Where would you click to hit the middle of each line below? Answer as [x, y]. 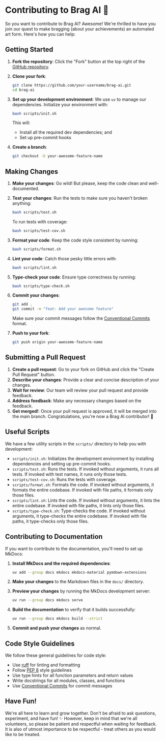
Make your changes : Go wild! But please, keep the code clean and [80, 184]
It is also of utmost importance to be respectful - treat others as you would [80, 729]
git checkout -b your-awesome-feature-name [57, 156]
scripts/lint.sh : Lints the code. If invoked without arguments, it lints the [86, 500]
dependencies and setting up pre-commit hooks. [62, 463]
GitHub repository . [31, 66]
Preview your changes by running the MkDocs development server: [81, 591]
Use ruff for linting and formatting [46, 665]
